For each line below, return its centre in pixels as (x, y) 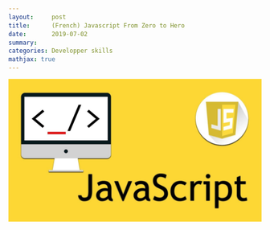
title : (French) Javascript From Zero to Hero (96, 25)
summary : (23, 43)
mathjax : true (32, 60)
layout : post (37, 17)
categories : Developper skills (61, 51)
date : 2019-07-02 (48, 34)
